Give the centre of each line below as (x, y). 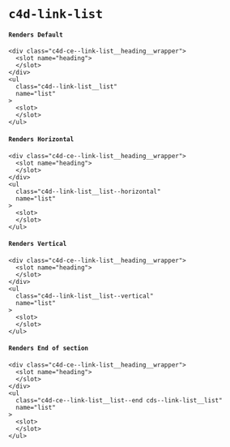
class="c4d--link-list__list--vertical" (85, 296)
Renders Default (36, 35)
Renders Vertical (38, 244)
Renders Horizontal (41, 139)
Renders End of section (49, 348)
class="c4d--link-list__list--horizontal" (88, 191)
